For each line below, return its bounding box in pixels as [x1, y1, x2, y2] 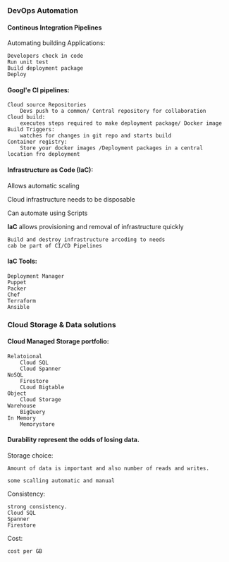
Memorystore [20, 420, 55, 428]
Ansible [7, 303, 30, 310]
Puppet [7, 279, 27, 286]
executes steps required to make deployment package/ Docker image [20, 120, 222, 127]
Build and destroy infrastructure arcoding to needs [7, 236, 166, 243]
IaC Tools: [7, 257, 37, 266]
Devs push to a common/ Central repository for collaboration [20, 108, 206, 115]
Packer [7, 285, 27, 292]
